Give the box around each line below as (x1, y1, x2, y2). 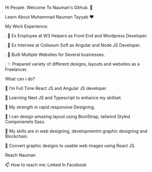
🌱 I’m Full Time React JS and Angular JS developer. (5, 86, 108, 91)
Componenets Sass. (5, 119, 46, 124)
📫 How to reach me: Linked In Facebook (5, 162, 87, 168)
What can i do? (5, 76, 35, 82)
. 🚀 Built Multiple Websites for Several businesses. (5, 52, 105, 57)
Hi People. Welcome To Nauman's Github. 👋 (5, 5, 93, 10)
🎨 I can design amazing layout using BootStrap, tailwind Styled (5, 114, 130, 119)
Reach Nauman (5, 152, 36, 158)
